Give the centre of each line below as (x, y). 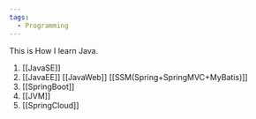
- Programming (43, 26)
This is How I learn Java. (54, 50)
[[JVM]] (36, 96)
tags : (19, 17)
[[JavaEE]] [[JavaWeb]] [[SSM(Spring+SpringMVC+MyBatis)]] (135, 77)
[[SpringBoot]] (48, 86)
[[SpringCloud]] (50, 105)
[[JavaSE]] (41, 68)
